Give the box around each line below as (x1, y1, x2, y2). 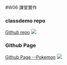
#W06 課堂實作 (5, 5, 37, 10)
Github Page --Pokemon (5, 54, 56, 60)
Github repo (5, 29, 30, 35)
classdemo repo (5, 17, 46, 24)
